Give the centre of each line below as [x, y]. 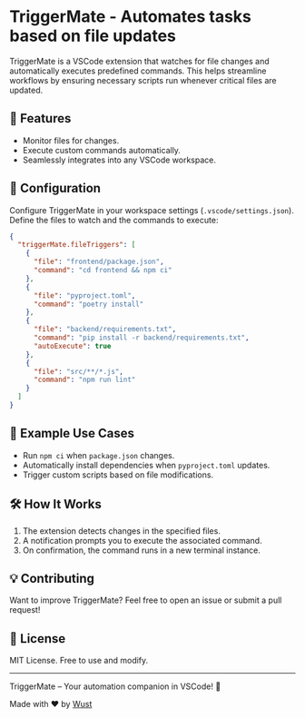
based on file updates [93, 36]
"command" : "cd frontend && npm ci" [103, 270]
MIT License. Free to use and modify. [79, 661]
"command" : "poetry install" [89, 304]
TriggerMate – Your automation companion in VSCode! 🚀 [115, 686]
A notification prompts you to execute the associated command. [142, 540]
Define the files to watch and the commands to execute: [114, 220]
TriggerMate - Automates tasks [131, 17]
